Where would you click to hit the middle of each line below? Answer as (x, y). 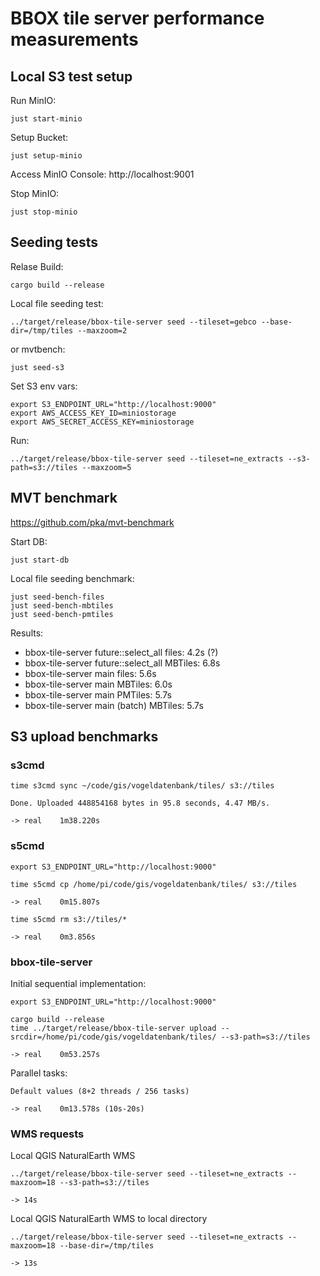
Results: (27, 633)
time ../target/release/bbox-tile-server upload (113, 1028)
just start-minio (46, 119)
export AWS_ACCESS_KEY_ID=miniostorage (93, 413)
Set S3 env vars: (44, 386)
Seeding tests (54, 242)
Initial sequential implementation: (78, 983)
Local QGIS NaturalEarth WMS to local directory (109, 1219)
